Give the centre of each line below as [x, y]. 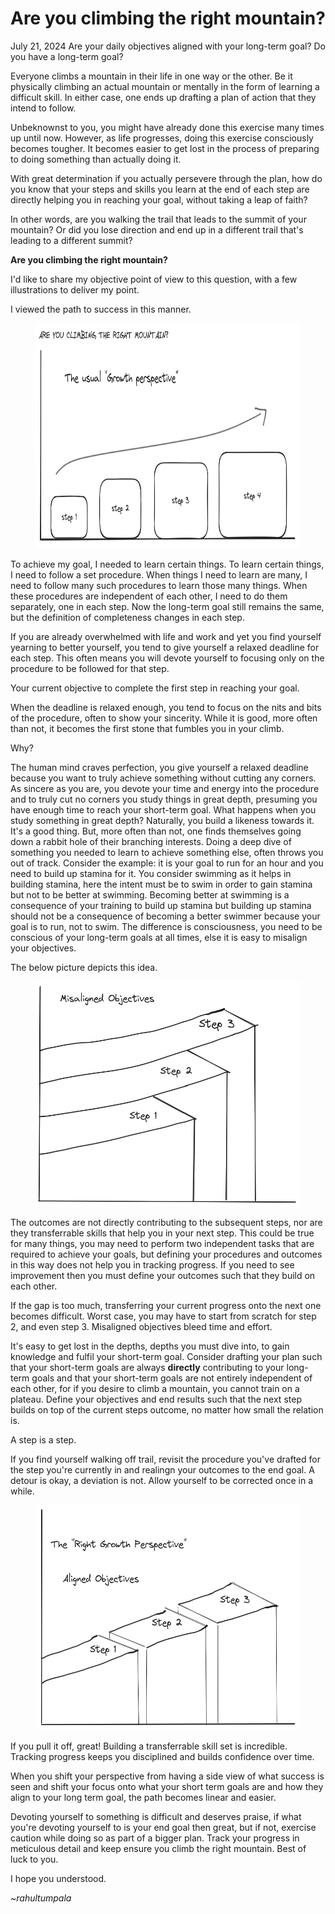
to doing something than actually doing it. [96, 159]
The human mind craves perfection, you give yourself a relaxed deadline [159, 767]
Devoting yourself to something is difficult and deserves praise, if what [156, 1816]
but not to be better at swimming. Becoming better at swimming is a [150, 894]
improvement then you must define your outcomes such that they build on [163, 1275]
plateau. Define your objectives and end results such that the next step [156, 1399]
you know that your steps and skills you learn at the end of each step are [160, 189]
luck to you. [34, 1859]
